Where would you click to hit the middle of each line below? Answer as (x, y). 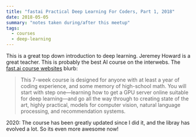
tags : (13, 28)
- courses (23, 34)
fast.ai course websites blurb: (42, 68)
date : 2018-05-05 (27, 17)
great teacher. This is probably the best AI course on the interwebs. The (93, 62)
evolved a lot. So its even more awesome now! (62, 129)
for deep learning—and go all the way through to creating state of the (105, 99)
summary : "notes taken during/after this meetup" (68, 22)
